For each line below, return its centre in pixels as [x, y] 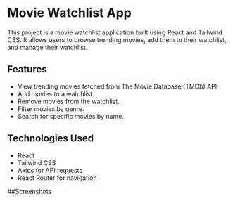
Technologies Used [50, 138]
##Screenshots [30, 191]
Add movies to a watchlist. [56, 93]
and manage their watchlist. [48, 47]
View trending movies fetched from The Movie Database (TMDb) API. [118, 86]
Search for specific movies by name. [71, 116]
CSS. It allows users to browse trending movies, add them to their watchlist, [117, 39]
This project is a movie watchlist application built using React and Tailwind [115, 32]
